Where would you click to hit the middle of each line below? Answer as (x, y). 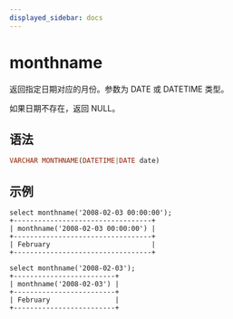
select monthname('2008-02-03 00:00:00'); (91, 213)
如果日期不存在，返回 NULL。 (65, 108)
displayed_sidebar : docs (56, 18)
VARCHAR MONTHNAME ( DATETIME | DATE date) (85, 161)
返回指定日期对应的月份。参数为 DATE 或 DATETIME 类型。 (119, 89)
